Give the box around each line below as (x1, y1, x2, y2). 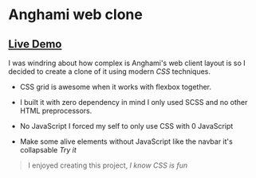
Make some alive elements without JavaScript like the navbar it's (19, 137, 233, 146)
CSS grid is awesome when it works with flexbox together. (19, 82, 211, 91)
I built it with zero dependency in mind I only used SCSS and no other (19, 98, 248, 106)
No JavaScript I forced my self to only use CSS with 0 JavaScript (19, 122, 234, 130)
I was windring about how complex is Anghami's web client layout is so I (8, 58, 246, 68)
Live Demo (8, 37, 62, 51)
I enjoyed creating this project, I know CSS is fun (27, 161, 188, 170)
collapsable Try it (19, 145, 77, 154)
